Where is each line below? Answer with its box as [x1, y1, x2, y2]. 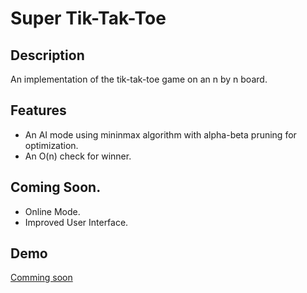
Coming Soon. [10, 179, 102, 196]
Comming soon [10, 272, 73, 284]
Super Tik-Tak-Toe [10, 7, 167, 30]
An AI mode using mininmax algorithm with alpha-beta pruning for [24, 128, 297, 141]
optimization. [24, 139, 79, 151]
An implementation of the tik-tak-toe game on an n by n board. [10, 73, 268, 85]
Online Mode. [24, 205, 81, 217]
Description [10, 47, 85, 64]
